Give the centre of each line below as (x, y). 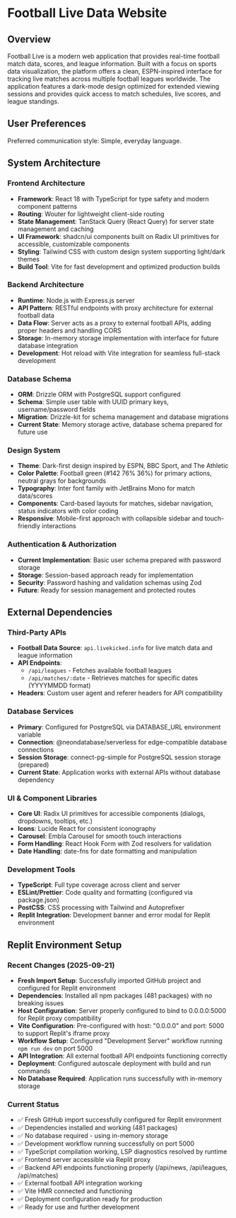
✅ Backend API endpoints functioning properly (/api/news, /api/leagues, (123, 1168)
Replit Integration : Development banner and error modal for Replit (114, 915)
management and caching (55, 229)
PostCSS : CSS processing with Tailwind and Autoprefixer (101, 907)
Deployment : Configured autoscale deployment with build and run (114, 1063)
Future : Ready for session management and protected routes (107, 590)
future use (33, 432)
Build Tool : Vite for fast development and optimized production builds (119, 267)
